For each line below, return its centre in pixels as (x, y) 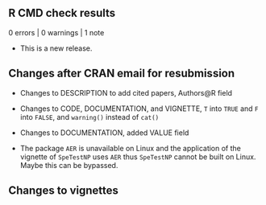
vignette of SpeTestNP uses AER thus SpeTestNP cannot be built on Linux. (138, 157)
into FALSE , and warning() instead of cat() (89, 117)
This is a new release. (56, 48)
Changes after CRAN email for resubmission (122, 74)
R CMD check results (62, 13)
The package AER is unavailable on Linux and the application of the (131, 148)
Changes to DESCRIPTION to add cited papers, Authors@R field (126, 92)
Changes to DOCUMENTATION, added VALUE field (104, 133)
